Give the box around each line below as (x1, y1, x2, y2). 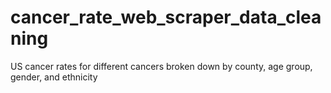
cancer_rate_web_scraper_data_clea (10, 6, 322, 29)
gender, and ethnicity (10, 71, 98, 83)
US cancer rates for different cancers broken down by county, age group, (10, 60, 313, 72)
